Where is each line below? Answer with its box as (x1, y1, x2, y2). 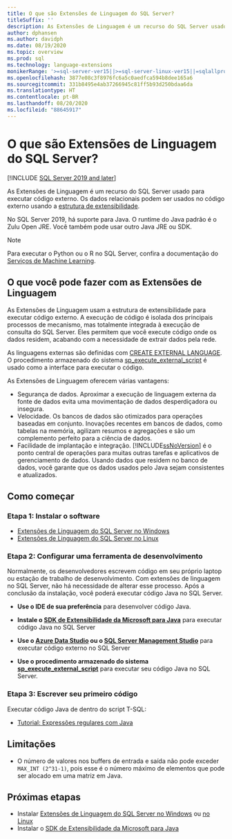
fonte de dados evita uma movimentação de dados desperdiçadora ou (17, 397, 217, 405)
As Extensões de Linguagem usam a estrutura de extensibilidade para (7, 305, 206, 314)
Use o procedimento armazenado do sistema (17, 657, 149, 666)
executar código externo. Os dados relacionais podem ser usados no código (7, 194, 225, 202)
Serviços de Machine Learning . (7, 256, 96, 264)
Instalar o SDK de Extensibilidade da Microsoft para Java (17, 824, 180, 833)
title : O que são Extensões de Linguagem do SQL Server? (7, 10, 175, 17)
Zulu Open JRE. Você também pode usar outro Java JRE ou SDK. (7, 222, 192, 231)
